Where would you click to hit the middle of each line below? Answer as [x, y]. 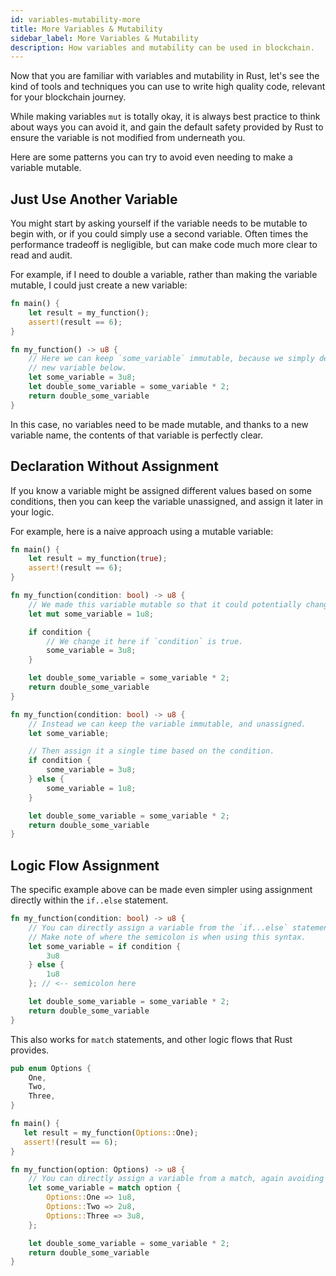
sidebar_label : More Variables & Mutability [104, 38]
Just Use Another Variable [94, 199]
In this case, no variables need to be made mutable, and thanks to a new [159, 424]
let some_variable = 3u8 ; [82, 377]
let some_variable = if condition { [105, 946]
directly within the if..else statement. [89, 900]
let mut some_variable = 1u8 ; [91, 614]
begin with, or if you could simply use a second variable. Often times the [159, 234]
